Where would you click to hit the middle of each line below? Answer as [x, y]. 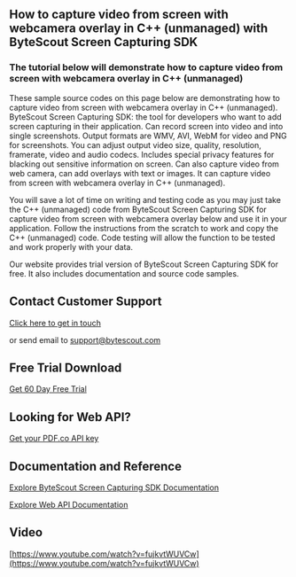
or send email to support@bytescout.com [85, 339]
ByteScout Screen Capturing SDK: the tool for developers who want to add [145, 117]
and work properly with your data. [71, 246]
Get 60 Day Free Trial [48, 389]
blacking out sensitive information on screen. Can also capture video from [144, 164]
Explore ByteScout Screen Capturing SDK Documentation [114, 487]
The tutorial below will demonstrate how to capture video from [146, 67]
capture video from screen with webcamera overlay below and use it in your [148, 218]
